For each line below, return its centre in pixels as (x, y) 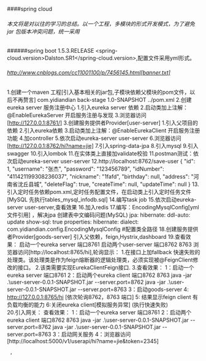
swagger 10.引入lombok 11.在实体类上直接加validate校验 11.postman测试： (100, 153)
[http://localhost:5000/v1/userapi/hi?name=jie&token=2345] (83, 341)
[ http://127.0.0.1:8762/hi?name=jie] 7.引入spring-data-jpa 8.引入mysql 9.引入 (103, 146)
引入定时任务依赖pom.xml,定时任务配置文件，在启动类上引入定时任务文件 (99, 192)
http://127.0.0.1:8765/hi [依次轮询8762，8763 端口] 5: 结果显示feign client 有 (102, 297)
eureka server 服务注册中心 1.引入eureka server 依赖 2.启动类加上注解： (98, 107)
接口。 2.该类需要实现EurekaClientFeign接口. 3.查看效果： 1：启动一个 (106, 268)
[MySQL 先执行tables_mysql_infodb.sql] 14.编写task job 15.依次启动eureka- (102, 200)
